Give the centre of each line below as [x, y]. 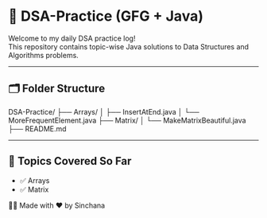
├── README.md [37, 128]
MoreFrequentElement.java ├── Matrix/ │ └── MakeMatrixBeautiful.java [127, 120]
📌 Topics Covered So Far [70, 161]
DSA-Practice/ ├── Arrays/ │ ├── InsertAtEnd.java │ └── [104, 111]
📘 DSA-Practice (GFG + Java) [106, 16]
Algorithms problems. [44, 55]
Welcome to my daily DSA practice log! [72, 38]
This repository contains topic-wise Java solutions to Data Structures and [128, 46]
